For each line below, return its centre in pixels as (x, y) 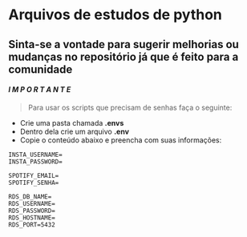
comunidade (40, 69)
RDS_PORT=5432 (32, 225)
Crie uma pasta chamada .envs (72, 123)
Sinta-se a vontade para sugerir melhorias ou (123, 44)
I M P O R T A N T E (40, 90)
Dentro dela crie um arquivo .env (75, 131)
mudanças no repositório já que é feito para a (123, 56)
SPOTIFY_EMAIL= (34, 175)
